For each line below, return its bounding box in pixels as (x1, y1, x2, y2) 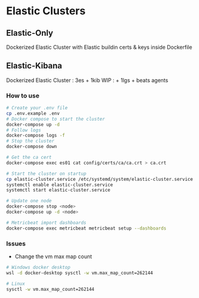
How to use (6, 91, 40, 99)
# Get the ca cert (6, 155, 52, 161)
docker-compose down (6, 144, 58, 150)
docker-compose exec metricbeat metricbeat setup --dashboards (6, 225, 167, 231)
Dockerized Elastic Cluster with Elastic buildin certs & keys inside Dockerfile (6, 43, 192, 51)
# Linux (6, 281, 26, 287)
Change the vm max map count (14, 253, 92, 260)
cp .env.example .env (6, 110, 60, 117)
